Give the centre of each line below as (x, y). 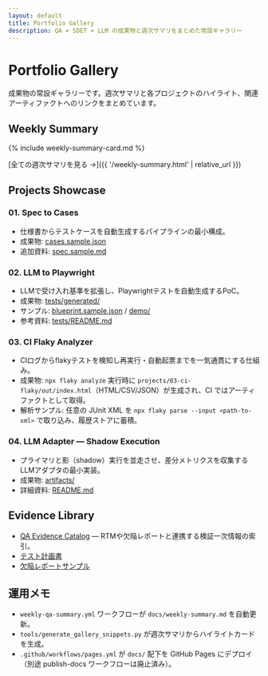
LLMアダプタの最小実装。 (62, 470)
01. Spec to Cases (43, 213)
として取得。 (69, 400)
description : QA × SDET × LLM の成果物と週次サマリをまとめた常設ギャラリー (126, 30)
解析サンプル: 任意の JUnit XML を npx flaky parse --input (118, 410)
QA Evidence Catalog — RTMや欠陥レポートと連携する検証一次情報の (134, 535)
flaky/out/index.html (55, 391)
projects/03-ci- (164, 381)
